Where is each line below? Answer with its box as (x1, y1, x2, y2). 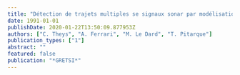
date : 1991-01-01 (7, 17, 59, 24)
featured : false (7, 51, 56, 58)
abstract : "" (7, 44, 46, 51)
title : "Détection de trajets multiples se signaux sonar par (7, 10, 196, 18)
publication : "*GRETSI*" (7, 57, 81, 64)
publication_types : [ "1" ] (7, 37, 84, 44)
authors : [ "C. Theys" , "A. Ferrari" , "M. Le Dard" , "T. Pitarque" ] (7, 30, 213, 38)
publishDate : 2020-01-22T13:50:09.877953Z (7, 24, 136, 31)
